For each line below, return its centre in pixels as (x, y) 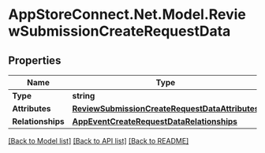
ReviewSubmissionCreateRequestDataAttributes (166, 108)
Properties (35, 60)
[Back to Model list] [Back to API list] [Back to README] (99, 141)
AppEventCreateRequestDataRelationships (155, 121)
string (84, 96)
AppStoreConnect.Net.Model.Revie (127, 15)
